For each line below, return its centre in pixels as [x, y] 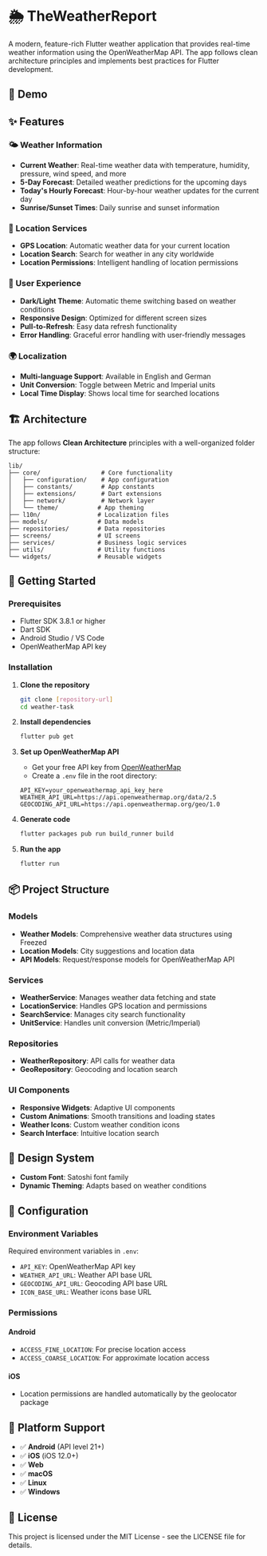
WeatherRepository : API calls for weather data [97, 1061]
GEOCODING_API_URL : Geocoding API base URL [94, 1284]
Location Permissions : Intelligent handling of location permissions [129, 263]
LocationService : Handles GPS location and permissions [113, 1006]
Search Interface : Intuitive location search [89, 1133]
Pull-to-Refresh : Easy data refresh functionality [98, 326]
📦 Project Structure [59, 889]
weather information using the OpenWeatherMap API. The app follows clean [133, 52]
